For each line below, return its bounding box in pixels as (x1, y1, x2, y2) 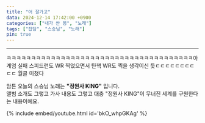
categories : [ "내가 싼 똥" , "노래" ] (6, 20, 92, 26)
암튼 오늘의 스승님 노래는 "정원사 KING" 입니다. (6, 82, 120, 90)
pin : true (6, 32, 32, 38)
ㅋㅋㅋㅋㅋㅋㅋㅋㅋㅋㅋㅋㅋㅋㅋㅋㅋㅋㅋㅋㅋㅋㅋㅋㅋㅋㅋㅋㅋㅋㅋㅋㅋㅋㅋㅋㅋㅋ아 (6, 55, 198, 62)
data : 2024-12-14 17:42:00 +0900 (6, 15, 92, 21)
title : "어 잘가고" (6, 8, 51, 15)
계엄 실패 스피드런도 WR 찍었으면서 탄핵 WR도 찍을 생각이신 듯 (6, 62, 156, 70)
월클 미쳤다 (17, 70, 45, 77)
